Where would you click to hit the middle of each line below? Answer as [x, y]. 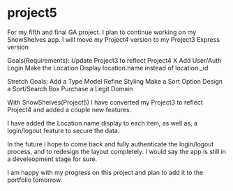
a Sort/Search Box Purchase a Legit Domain [70, 89]
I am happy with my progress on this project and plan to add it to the [105, 172]
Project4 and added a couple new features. [69, 109]
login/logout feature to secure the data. [63, 130]
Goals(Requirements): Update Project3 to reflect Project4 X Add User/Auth [114, 60]
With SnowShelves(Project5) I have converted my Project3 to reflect [105, 102]
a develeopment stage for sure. [52, 159]
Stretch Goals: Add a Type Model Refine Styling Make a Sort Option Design [115, 81]
